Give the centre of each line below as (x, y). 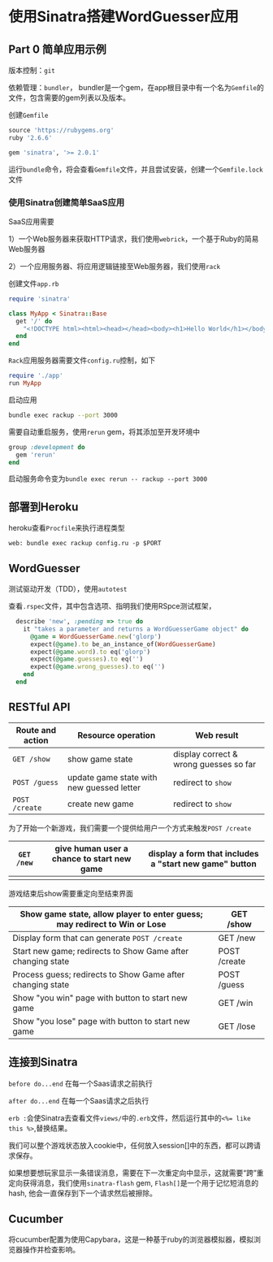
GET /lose (237, 1026)
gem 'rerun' (36, 455)
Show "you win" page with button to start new (100, 998)
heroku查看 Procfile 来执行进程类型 (67, 528)
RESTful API (39, 707)
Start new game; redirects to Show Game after (101, 951)
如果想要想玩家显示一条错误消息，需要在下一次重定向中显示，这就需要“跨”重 (136, 1173)
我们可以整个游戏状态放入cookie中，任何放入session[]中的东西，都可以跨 (131, 1145)
